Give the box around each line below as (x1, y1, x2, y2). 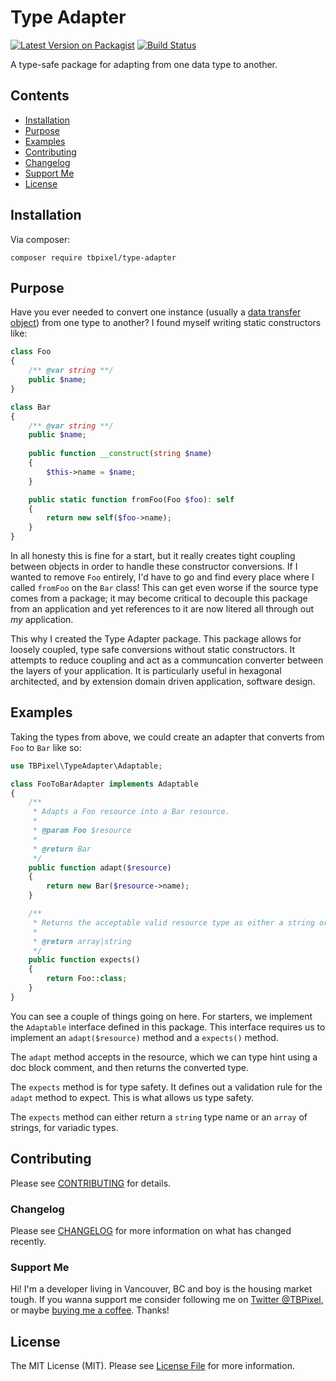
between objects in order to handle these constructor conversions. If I (10, 561, 298, 572)
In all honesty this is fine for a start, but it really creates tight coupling (10, 550, 296, 561)
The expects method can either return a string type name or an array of (10, 1111, 308, 1123)
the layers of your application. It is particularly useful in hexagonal (10, 665, 282, 676)
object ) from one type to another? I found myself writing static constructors (10, 317, 322, 329)
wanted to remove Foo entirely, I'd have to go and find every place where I (10, 571, 315, 583)
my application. (10, 614, 74, 625)
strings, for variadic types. (10, 1121, 119, 1133)
